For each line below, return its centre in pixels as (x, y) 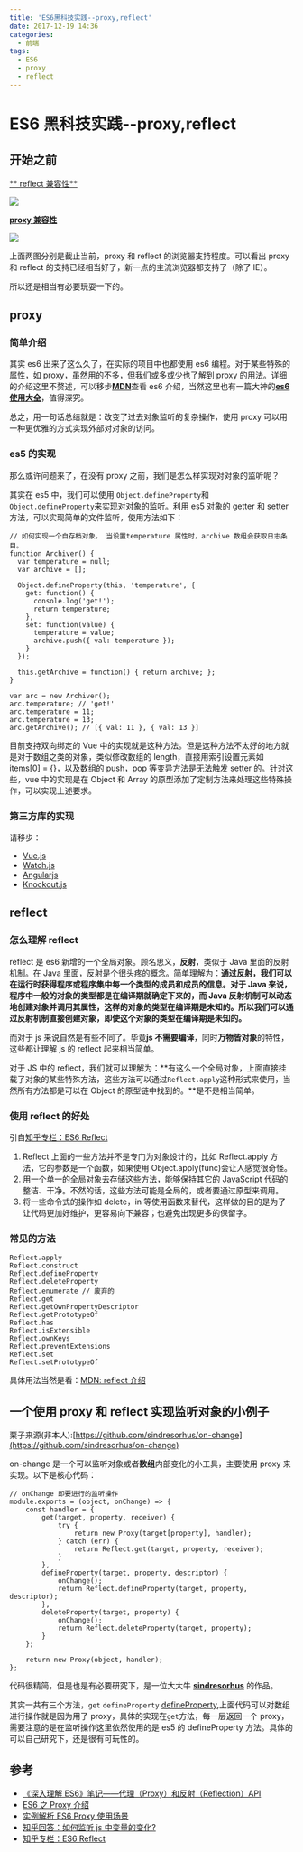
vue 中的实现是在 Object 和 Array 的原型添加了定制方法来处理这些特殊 (155, 779)
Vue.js (34, 856)
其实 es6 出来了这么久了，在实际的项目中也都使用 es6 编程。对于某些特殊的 (150, 364)
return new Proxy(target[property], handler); (163, 1534)
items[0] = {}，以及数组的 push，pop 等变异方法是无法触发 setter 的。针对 (147, 768)
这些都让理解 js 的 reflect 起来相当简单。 (84, 1048)
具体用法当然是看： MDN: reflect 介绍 (78, 1380)
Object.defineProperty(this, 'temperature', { (106, 585)
